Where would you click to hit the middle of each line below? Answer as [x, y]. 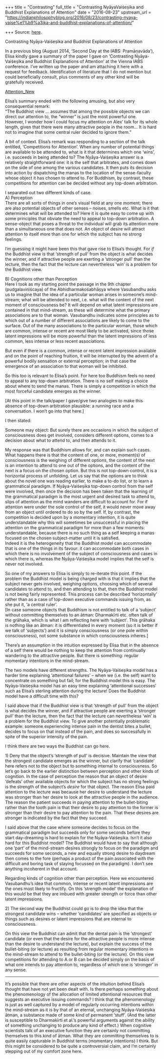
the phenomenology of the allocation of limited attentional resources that [78, 994]
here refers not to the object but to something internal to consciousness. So [81, 766]
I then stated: [18, 420]
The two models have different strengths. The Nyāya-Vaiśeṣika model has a [81, 670]
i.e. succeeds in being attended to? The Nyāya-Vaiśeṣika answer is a [74, 157]
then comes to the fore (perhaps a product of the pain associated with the [79, 858]
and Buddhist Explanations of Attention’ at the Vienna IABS [84, 61]
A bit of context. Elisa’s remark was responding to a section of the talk [75, 142]
